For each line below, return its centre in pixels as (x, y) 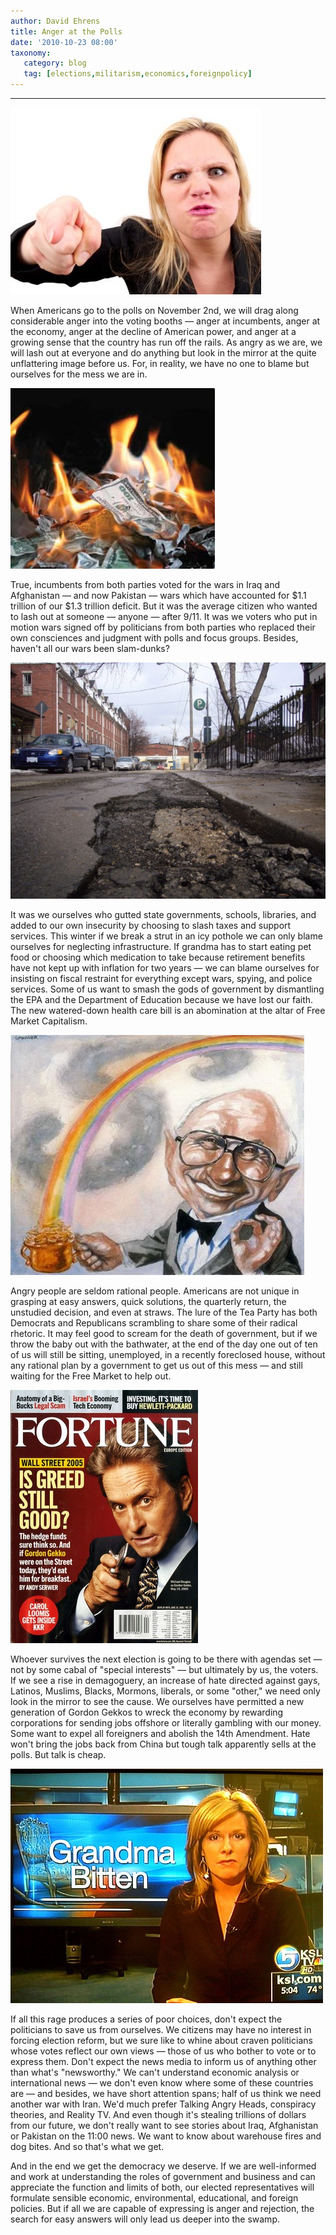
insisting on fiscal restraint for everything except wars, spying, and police (161, 978)
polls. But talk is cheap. (58, 1754)
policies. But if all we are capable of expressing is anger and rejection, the (162, 2208)
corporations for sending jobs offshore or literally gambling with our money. (166, 1723)
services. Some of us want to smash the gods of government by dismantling (167, 989)
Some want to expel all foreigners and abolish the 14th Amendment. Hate (160, 1733)
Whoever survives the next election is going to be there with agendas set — (166, 1659)
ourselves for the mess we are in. (79, 374)
